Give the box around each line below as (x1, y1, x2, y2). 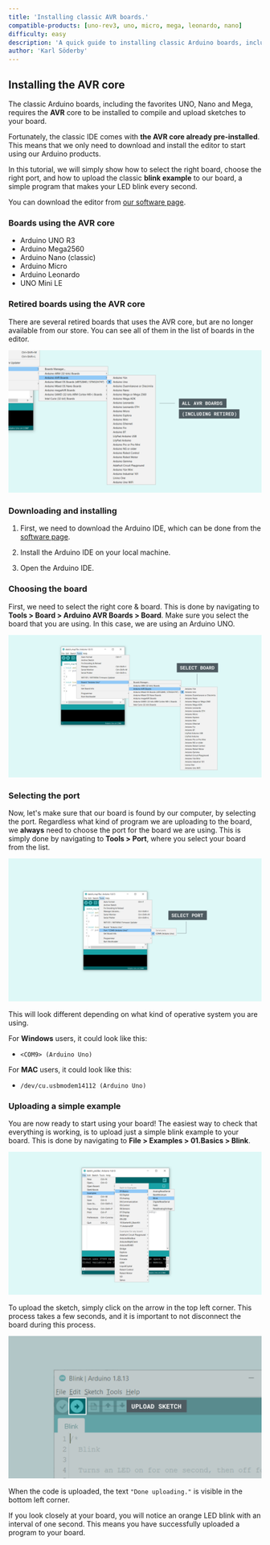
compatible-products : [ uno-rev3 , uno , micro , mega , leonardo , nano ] (8, 21, 243, 30)
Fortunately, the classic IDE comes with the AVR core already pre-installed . (8, 131, 260, 141)
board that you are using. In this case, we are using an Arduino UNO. (8, 618, 235, 628)
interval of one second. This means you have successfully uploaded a (8, 1519, 240, 1529)
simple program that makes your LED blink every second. (8, 181, 198, 191)
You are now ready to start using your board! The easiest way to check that (8, 1119, 258, 1129)
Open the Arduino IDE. (19, 564, 95, 573)
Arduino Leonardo (19, 270, 80, 279)
